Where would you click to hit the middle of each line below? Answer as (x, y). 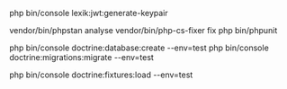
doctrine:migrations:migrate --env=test (82, 57)
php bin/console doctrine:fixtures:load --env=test (101, 75)
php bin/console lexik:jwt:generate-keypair (89, 13)
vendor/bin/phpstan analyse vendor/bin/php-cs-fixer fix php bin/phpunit (143, 30)
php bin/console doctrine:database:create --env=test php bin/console (139, 48)
